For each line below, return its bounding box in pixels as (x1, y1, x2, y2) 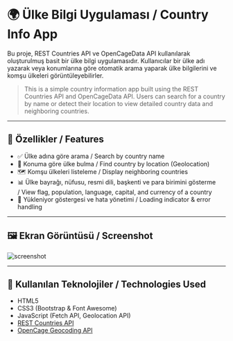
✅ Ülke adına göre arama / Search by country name (17, 152, 165, 160)
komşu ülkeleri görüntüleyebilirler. (7, 71, 104, 80)
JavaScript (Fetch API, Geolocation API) (17, 311, 131, 320)
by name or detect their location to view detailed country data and (24, 99, 214, 107)
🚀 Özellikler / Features (7, 134, 104, 146)
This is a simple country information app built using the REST (24, 85, 199, 93)
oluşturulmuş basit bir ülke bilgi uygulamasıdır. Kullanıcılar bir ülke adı (7, 56, 205, 64)
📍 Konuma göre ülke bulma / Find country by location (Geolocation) (17, 159, 210, 168)
